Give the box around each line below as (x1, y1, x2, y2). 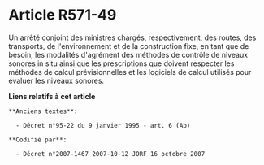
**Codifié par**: (8, 136, 67, 144)
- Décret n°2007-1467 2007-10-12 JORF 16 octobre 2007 (15, 150, 206, 158)
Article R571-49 (8, 6, 117, 24)
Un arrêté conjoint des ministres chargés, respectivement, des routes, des (8, 33, 257, 42)
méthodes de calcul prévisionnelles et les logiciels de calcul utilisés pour (8, 67, 252, 76)
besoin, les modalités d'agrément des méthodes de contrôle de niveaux (8, 50, 249, 59)
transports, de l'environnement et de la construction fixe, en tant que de (8, 41, 249, 50)
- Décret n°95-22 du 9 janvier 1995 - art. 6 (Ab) (15, 121, 191, 129)
